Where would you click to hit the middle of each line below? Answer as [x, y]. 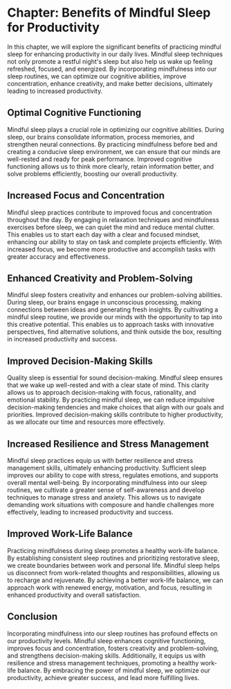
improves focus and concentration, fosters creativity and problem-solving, [113, 648]
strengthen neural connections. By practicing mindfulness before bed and [112, 144]
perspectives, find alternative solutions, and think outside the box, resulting [114, 332]
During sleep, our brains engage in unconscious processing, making [104, 303]
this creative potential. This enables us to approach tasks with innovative [111, 325]
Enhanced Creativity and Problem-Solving [100, 278]
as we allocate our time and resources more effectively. [86, 422]
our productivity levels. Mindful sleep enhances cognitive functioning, [107, 640]
